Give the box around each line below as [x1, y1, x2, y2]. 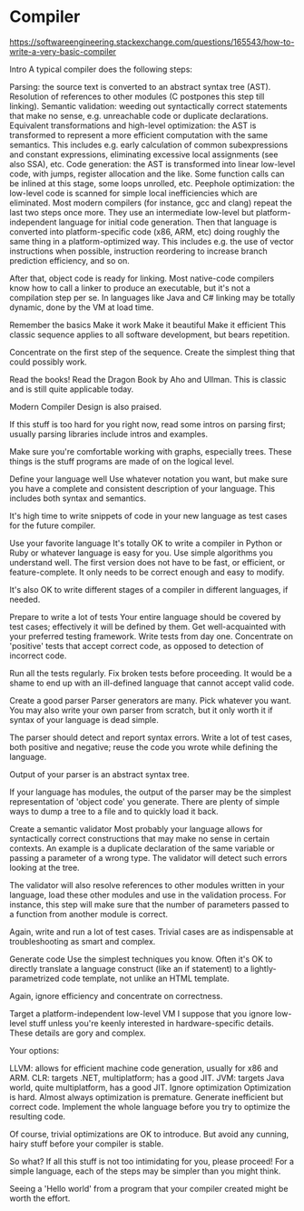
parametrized [9, 973, 60, 984]
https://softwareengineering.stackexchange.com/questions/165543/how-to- [9, 36, 295, 47]
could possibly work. [9, 356, 88, 367]
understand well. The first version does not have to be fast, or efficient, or [9, 556, 286, 567]
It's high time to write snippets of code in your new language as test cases [9, 510, 288, 521]
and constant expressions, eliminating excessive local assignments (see [9, 148, 279, 160]
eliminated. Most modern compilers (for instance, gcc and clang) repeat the [9, 197, 292, 208]
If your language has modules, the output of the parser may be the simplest [9, 786, 292, 797]
